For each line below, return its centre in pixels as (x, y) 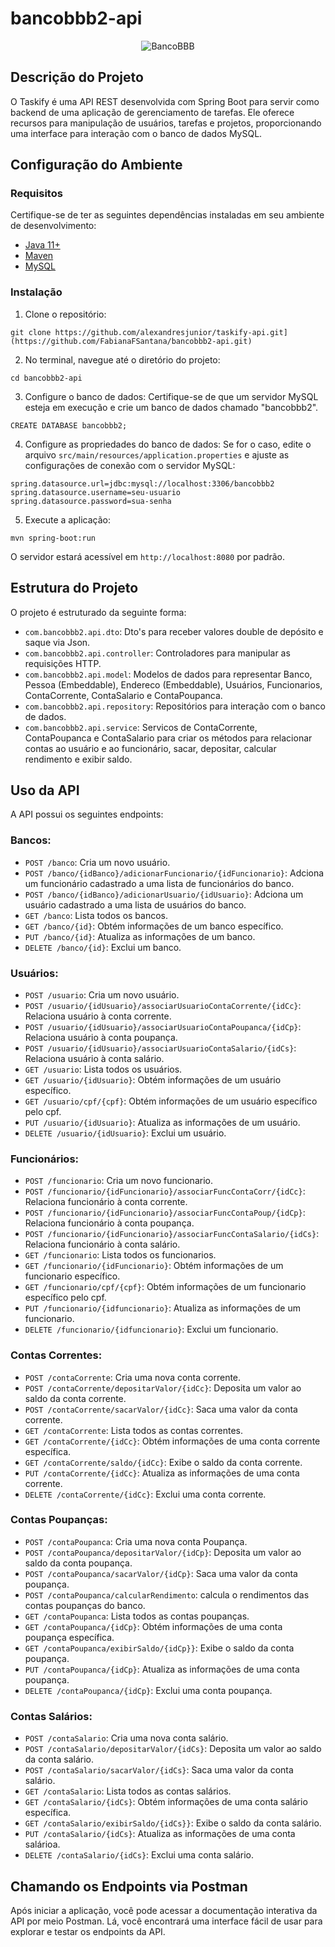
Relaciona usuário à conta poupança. (101, 1037)
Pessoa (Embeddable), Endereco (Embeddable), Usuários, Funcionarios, (173, 684)
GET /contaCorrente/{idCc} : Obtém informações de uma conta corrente (172, 1441)
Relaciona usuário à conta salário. (94, 1058)
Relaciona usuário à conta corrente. (98, 1016)
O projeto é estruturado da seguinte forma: (98, 612)
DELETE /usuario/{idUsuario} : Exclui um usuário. (125, 1133)
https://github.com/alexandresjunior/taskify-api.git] (171, 332)
